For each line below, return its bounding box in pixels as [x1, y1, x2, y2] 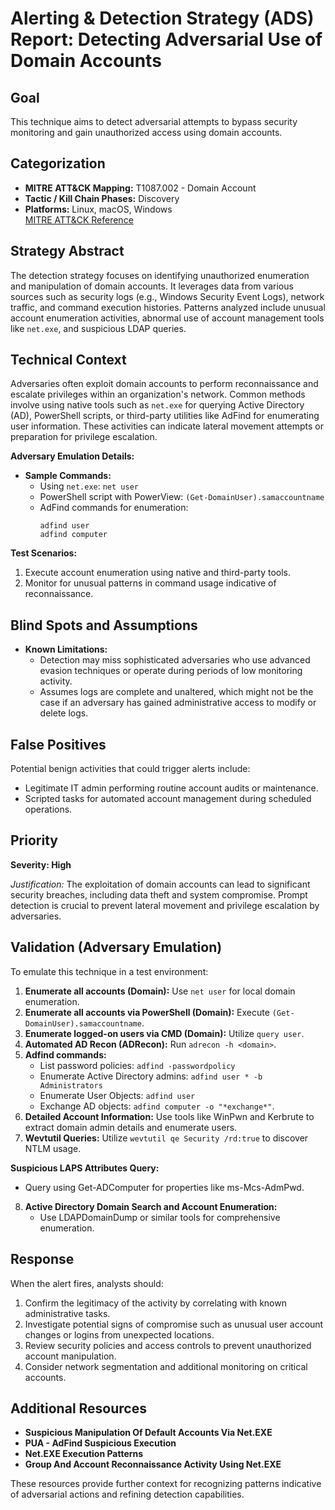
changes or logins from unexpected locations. [24, 1328, 215, 1341]
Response [10, 1251, 75, 1268]
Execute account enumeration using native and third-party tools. [24, 567, 292, 579]
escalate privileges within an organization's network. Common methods [10, 388, 306, 401]
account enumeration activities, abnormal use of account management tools [10, 312, 325, 324]
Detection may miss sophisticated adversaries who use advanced [39, 654, 311, 666]
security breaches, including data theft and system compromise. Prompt [10, 888, 308, 901]
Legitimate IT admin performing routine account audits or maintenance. [24, 782, 319, 794]
